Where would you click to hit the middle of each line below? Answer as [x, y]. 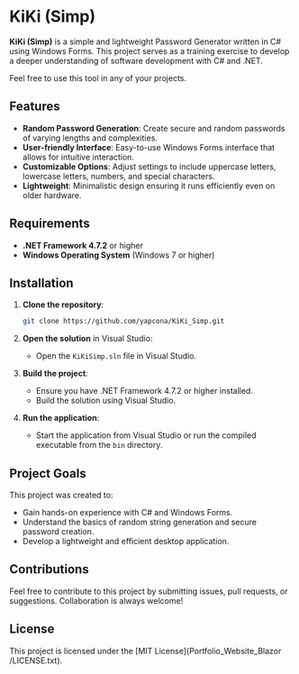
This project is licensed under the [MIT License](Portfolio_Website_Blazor [145, 651]
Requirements [50, 224]
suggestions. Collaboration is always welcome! [96, 600]
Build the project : [55, 373]
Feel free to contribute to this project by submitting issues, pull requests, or [149, 591]
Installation [41, 282]
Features [35, 107]
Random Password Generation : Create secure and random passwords [154, 128]
